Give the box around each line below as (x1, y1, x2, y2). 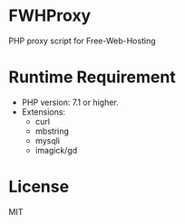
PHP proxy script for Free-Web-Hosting (8, 35, 156, 46)
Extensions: (21, 106, 65, 117)
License (8, 177, 70, 197)
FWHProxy (8, 5, 92, 26)
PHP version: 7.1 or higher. (21, 97, 119, 107)
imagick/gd (34, 145, 78, 155)
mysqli (34, 135, 61, 145)
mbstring (34, 126, 70, 136)
